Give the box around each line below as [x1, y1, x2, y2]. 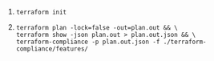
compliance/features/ [15, 45, 88, 53]
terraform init [15, 8, 67, 16]
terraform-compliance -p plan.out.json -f [15, 38, 160, 46]
